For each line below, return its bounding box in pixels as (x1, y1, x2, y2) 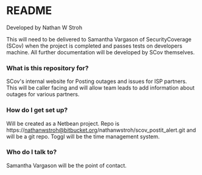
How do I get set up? (6, 106, 68, 115)
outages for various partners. (6, 91, 80, 98)
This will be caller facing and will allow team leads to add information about (6, 84, 195, 91)
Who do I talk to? (6, 148, 57, 156)
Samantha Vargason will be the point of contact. (6, 162, 127, 169)
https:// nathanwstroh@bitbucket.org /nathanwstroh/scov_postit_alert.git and (6, 126, 197, 134)
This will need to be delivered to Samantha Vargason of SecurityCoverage (6, 35, 192, 43)
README (6, 4, 52, 18)
